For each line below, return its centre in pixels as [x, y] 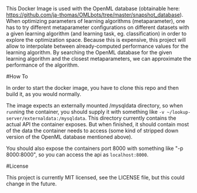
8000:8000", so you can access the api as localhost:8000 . [77, 155]
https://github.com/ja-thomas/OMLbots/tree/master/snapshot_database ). [95, 15]
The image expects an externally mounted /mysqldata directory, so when [95, 105]
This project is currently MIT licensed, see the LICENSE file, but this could [96, 177]
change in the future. [31, 184]
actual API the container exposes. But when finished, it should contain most [98, 124]
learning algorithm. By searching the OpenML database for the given [89, 52]
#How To [17, 76]
